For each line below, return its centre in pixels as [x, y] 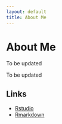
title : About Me [26, 17]
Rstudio [24, 108]
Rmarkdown [30, 115]
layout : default [26, 12]
